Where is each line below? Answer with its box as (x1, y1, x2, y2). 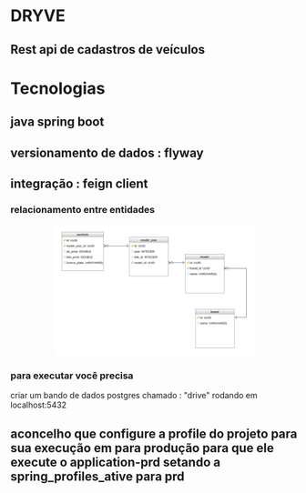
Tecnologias (10, 78, 106, 98)
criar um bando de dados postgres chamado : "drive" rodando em (10, 390, 258, 401)
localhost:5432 (10, 399, 67, 410)
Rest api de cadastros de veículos (10, 42, 206, 57)
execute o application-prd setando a (10, 454, 221, 469)
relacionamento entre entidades (10, 203, 156, 216)
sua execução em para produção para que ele (10, 440, 274, 456)
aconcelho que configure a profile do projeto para (10, 426, 298, 441)
